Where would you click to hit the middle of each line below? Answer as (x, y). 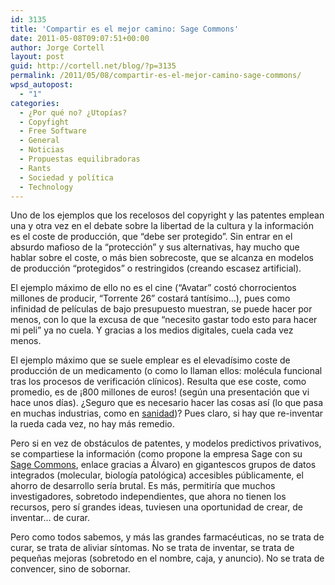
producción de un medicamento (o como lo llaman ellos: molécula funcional (166, 371)
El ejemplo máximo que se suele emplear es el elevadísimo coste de (150, 360)
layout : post (37, 57)
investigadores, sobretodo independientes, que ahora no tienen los (148, 497)
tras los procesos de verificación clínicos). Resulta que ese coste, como (158, 382)
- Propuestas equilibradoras (80, 159)
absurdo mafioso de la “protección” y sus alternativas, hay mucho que (155, 247)
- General (39, 141)
